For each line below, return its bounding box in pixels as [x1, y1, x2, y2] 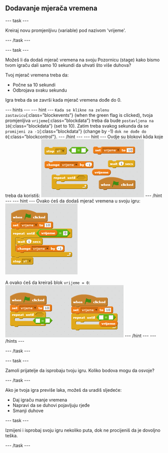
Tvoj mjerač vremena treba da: [5, 72, 69, 78]
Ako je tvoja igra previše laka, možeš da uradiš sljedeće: [5, 387, 122, 393]
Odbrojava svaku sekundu [12, 87, 67, 93]
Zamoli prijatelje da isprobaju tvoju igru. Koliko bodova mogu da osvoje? [5, 367, 155, 374]
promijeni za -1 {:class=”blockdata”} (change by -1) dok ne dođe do [5, 128, 146, 134]
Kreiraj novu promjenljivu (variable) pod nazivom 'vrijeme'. [5, 27, 126, 33]
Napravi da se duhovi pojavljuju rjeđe [12, 402, 90, 408]
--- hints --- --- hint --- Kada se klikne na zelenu [5, 106, 109, 113]
